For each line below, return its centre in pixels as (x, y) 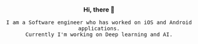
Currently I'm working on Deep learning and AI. (99, 35)
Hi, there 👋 (99, 10)
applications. (99, 29)
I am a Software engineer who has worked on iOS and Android (99, 23)
